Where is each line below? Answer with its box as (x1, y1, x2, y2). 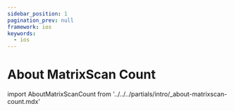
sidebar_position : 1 (7, 10, 68, 18)
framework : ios (7, 23, 52, 30)
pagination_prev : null (7, 17, 74, 24)
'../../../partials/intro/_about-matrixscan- (112, 90, 228, 98)
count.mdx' (7, 98, 41, 106)
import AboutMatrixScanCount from (7, 90, 111, 98)
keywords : (7, 30, 37, 37)
